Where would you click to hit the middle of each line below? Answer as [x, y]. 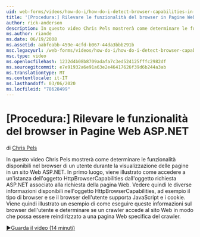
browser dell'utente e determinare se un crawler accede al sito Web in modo [100, 210]
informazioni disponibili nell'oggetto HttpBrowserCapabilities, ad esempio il [98, 191]
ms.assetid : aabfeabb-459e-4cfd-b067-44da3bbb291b [70, 45]
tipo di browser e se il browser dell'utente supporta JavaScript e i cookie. [96, 197]
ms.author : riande [29, 34]
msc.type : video [26, 56]
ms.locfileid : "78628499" [38, 89]
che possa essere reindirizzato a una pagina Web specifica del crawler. [94, 216]
